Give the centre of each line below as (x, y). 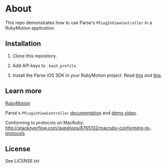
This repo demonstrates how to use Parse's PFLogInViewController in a (78, 23)
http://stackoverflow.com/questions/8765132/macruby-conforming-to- (78, 128)
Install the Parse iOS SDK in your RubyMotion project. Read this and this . (87, 75)
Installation (23, 44)
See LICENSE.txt (22, 161)
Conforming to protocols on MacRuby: (45, 122)
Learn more (24, 91)
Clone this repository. (35, 56)
